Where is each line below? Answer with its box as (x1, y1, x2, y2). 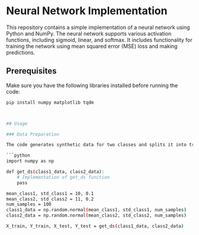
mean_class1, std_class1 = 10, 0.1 (6, 191, 94, 197)
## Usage (6, 120, 28, 127)
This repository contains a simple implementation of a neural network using (6, 24, 191, 31)
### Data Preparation (6, 131, 60, 137)
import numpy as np (6, 158, 54, 164)
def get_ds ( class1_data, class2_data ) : (6, 169, 105, 175)
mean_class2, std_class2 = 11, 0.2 (6, 196, 94, 202)
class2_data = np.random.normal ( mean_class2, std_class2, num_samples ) (6, 213, 187, 218)
